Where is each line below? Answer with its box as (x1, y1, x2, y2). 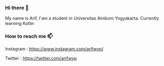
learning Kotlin (5, 20, 34, 26)
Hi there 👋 (5, 4, 29, 11)
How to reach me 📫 (5, 33, 53, 40)
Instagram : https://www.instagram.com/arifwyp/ (5, 46, 104, 51)
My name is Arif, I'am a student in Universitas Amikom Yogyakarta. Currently (5, 16, 159, 21)
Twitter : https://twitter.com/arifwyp (5, 55, 77, 61)
